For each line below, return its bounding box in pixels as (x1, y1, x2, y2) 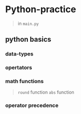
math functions (5, 78, 44, 85)
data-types (5, 50, 34, 58)
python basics (5, 35, 52, 44)
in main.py (17, 20, 39, 26)
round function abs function (17, 89, 74, 95)
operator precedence (5, 102, 59, 109)
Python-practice (5, 4, 76, 15)
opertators (5, 64, 32, 71)
